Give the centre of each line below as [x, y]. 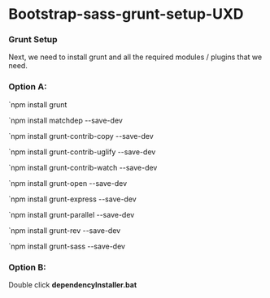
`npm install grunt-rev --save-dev [65, 230]
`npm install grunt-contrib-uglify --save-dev [82, 152]
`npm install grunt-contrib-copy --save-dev [81, 136]
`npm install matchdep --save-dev [66, 120]
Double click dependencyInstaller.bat [73, 285]
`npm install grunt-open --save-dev [68, 183]
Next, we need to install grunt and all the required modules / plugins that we [135, 57]
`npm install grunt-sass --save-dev [67, 246]
